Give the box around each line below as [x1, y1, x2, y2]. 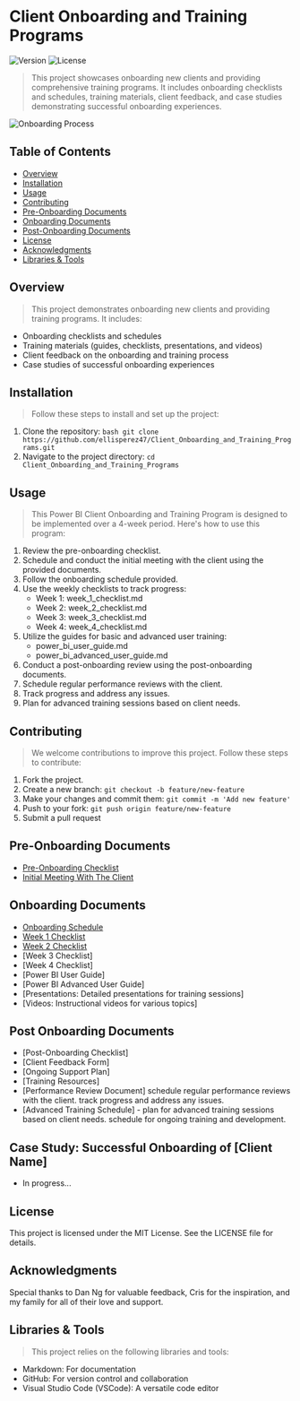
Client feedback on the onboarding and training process [21, 350, 229, 360]
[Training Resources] [21, 1076, 100, 1086]
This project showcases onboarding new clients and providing [30, 72, 261, 82]
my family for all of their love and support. [9, 1296, 164, 1307]
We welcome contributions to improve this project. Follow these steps [30, 748, 288, 758]
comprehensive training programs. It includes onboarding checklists [30, 82, 283, 92]
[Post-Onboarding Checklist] [21, 1047, 129, 1059]
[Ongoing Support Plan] [21, 1067, 110, 1077]
